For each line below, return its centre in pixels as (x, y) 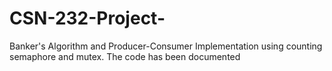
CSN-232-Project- (87, 18)
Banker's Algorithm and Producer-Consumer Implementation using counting (166, 46)
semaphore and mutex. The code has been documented (125, 56)
